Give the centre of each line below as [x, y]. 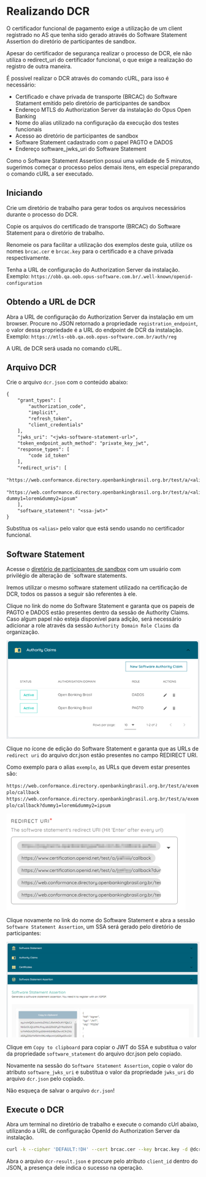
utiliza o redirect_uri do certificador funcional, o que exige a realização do [100, 60]
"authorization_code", [57, 406]
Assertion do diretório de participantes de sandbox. [71, 41]
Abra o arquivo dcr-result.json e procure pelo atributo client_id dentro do [102, 1161]
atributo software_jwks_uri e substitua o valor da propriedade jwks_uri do [100, 1072]
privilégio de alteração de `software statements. [67, 576]
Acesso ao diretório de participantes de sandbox [77, 136]
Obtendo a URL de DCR [51, 302]
